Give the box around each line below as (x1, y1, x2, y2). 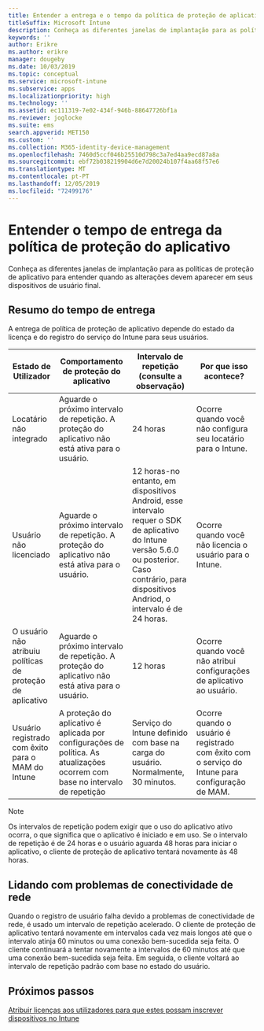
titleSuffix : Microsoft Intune (8, 19, 111, 27)
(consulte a (138, 371, 182, 382)
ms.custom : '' (8, 135, 55, 144)
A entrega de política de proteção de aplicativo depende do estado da (8, 324, 235, 334)
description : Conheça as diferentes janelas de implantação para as (8, 26, 237, 34)
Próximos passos (8, 985, 94, 998)
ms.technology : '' (8, 99, 68, 107)
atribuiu (12, 646, 41, 657)
